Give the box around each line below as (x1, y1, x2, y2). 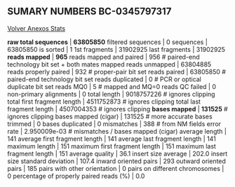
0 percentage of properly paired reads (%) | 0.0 (7, 172, 145, 180)
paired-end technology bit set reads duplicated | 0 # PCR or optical (7, 75, 202, 83)
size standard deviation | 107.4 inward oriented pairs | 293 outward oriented (7, 157, 227, 165)
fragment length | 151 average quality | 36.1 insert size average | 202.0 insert (7, 149, 228, 158)
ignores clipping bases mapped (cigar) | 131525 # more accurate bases (7, 112, 213, 120)
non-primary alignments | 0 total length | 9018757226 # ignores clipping (7, 90, 215, 98)
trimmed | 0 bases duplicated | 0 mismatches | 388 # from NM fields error (7, 119, 222, 128)
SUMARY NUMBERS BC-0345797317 (7, 6, 172, 18)
